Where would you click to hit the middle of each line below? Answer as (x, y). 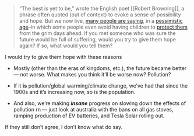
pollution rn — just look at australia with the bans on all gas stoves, (93, 109)
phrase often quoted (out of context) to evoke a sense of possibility (100, 15)
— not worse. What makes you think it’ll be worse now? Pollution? (92, 74)
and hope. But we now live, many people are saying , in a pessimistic (101, 21)
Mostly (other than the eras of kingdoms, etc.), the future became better (100, 68)
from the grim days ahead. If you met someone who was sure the (97, 33)
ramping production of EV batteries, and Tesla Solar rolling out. (89, 116)
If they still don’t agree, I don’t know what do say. (64, 127)
